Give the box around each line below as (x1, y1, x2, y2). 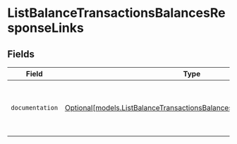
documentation (11, 104, 59, 112)
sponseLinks (7, 20, 85, 36)
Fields (7, 48, 35, 60)
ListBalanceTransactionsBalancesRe (7, 5, 226, 21)
